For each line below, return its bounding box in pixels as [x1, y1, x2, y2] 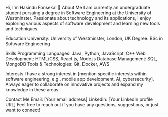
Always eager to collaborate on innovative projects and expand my [5, 81, 143, 87]
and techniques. [5, 26, 39, 32]
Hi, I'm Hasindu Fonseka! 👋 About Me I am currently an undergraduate [5, 5, 151, 10]
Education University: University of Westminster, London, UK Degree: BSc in [5, 35, 163, 41]
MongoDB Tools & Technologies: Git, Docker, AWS [5, 61, 110, 67]
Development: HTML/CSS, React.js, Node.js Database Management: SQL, [5, 56, 158, 62]
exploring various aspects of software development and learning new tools [5, 20, 160, 26]
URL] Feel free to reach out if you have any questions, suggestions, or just [5, 102, 159, 107]
